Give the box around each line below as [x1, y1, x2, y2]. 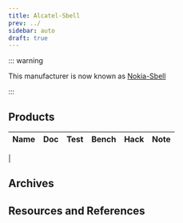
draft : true [8, 34, 48, 42]
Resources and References [8, 204, 145, 217]
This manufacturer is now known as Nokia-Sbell [8, 71, 166, 81]
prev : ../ [8, 19, 42, 27]
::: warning [8, 56, 44, 66]
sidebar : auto [8, 26, 56, 34]
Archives [8, 177, 54, 190]
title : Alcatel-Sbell [8, 11, 81, 20]
